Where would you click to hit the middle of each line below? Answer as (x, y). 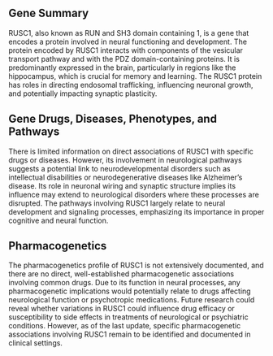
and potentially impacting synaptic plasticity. (83, 93)
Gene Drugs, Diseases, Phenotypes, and (113, 119)
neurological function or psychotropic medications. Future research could (132, 300)
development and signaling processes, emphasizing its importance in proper (136, 211)
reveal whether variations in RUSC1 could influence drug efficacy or (122, 309)
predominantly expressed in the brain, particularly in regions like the (122, 67)
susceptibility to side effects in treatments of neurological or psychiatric (129, 317)
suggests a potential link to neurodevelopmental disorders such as (119, 168)
